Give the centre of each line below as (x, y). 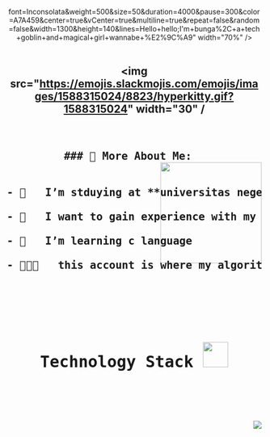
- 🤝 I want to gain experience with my (132, 217)
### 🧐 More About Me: (128, 156)
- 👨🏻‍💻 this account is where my (109, 265)
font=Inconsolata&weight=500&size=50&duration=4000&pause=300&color (134, 12)
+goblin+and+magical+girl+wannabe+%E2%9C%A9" (106, 37)
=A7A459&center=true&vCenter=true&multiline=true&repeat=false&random (134, 20)
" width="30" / (166, 109)
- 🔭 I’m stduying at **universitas (119, 193)
